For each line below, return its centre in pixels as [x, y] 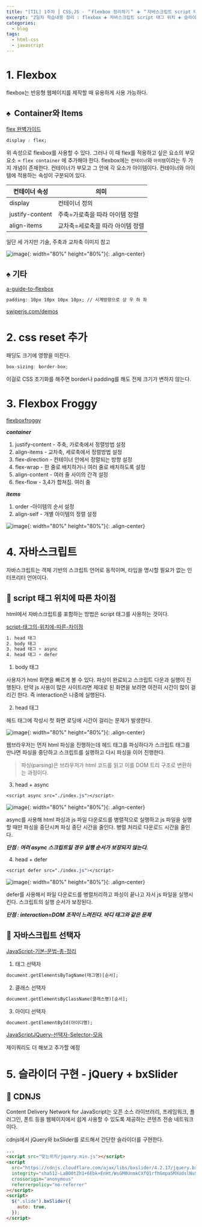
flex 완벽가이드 [24, 129]
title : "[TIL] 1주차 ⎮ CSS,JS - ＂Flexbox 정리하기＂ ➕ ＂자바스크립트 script [99, 12]
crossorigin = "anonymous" [43, 1179]
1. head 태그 [21, 638]
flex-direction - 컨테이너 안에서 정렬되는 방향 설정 [74, 459]
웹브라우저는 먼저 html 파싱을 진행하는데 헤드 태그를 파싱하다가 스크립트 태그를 [98, 745]
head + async [32, 785]
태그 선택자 [28, 964]
